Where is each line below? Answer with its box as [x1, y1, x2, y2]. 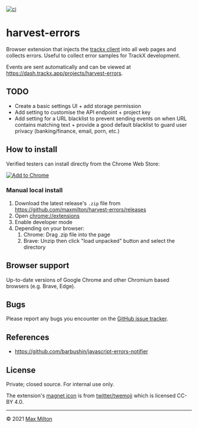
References [6, 332, 49, 342]
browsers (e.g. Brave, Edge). [6, 282, 75, 289]
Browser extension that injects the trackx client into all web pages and [6, 45, 176, 52]
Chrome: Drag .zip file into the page [23, 231, 111, 238]
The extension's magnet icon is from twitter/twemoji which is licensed [6, 392, 176, 399]
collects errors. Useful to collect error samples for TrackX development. [6, 52, 181, 59]
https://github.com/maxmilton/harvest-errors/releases [14, 206, 146, 213]
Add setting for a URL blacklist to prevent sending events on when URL [14, 115, 187, 122]
